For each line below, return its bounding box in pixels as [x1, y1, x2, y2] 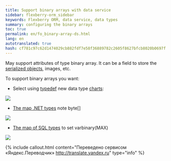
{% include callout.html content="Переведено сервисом [5, 144, 127, 150]
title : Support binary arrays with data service [5, 7, 111, 13]
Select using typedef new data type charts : [12, 85, 104, 92]
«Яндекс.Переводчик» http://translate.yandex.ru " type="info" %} [5, 150, 145, 156]
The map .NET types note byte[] [12, 105, 81, 111]
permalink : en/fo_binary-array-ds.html [5, 31, 91, 37]
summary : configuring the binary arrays [5, 22, 93, 27]
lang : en [5, 37, 24, 42]
